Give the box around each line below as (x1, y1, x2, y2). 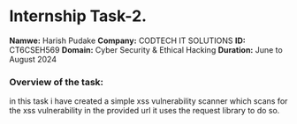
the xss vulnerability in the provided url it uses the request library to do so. (9, 106, 280, 116)
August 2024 (9, 54, 57, 64)
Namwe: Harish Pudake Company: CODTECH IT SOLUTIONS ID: (9, 35, 246, 46)
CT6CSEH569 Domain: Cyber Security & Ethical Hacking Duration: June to (9, 44, 283, 55)
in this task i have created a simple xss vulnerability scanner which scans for (9, 96, 288, 106)
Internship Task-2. (9, 6, 148, 26)
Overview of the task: (9, 76, 104, 88)
